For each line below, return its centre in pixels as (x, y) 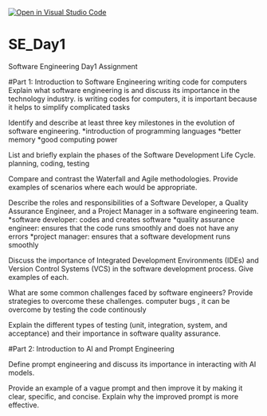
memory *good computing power (63, 139)
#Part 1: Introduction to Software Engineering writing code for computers (128, 82)
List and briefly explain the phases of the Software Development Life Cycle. (132, 154)
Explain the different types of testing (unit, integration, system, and (118, 325)
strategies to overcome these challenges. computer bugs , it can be (119, 301)
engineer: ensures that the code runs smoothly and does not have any (124, 227)
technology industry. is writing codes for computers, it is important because (133, 99)
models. (22, 372)
